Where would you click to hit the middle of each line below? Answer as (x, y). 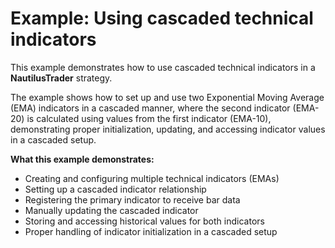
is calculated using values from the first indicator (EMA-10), (149, 118)
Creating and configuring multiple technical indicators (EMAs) (152, 178)
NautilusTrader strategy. (61, 78)
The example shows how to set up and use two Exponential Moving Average (167, 97)
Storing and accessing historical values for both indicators (144, 221)
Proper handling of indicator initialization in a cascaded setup (151, 231)
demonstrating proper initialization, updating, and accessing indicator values (168, 129)
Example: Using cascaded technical (162, 18)
